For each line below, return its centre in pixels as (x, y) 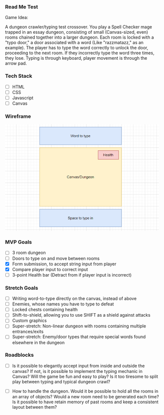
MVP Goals (19, 242)
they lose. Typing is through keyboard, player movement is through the (76, 58)
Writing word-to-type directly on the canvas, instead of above (74, 299)
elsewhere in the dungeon (38, 342)
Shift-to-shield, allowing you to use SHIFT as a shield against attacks (81, 315)
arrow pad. (16, 63)
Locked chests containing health (45, 310)
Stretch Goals (21, 288)
